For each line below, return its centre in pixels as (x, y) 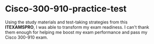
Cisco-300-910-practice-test (66, 9)
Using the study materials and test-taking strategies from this (66, 22)
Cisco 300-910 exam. (26, 37)
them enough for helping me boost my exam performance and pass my (76, 32)
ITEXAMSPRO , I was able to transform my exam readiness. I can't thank (77, 27)
